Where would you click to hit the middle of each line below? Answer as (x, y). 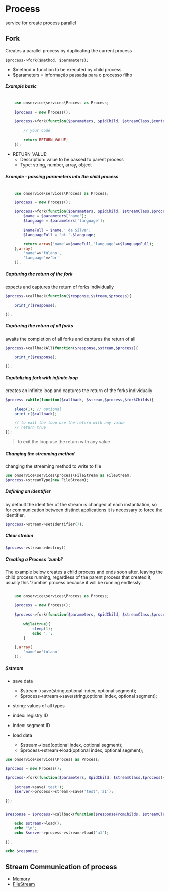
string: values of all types (39, 706)
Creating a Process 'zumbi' (34, 559)
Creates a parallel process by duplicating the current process (69, 50)
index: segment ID (31, 725)
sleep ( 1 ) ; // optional (38, 409)
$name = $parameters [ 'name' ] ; (55, 216)
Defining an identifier (28, 491)
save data (23, 681)
